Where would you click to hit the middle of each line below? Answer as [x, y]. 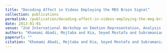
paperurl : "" [19, 38]
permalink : [16, 19]
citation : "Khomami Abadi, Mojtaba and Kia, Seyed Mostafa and [72, 42]
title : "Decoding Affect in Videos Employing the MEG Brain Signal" [78, 10]
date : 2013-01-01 [23, 24]
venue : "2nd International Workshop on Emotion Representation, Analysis [83, 28]
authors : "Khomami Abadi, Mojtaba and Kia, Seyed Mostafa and [71, 33]
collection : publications [32, 14]
